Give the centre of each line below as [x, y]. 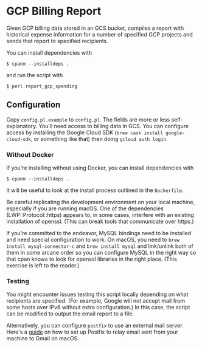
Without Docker [30, 154]
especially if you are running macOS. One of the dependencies [85, 208]
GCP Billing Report [54, 11]
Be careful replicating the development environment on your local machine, [101, 202]
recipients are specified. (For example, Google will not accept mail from [96, 301]
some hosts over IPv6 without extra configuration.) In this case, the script [98, 307]
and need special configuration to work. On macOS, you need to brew [93, 240]
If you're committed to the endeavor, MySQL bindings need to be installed [99, 233]
